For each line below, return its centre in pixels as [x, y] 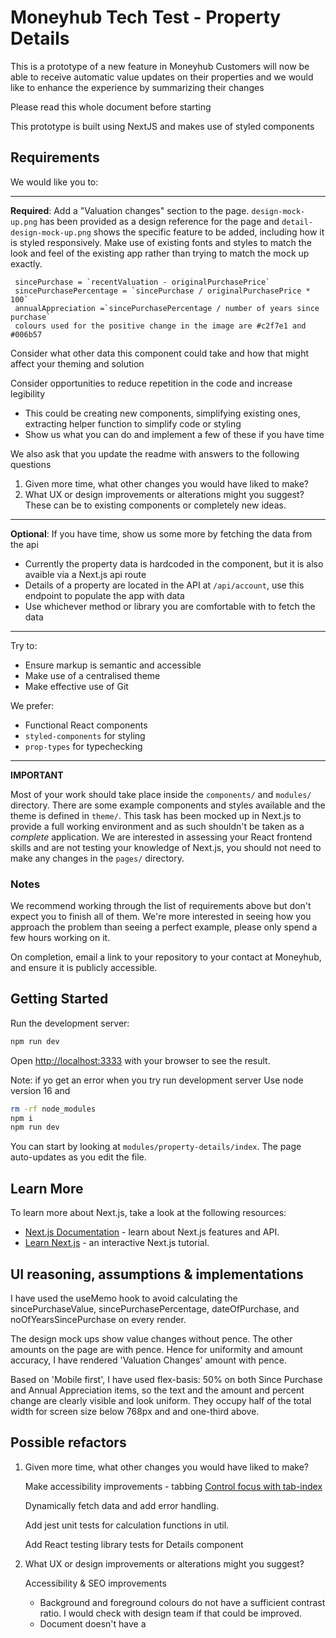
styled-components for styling [85, 735]
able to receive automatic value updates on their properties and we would [162, 77]
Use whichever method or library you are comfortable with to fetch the [170, 606]
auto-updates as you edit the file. [78, 1157]
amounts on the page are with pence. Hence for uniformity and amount [156, 1349]
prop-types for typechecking [83, 746]
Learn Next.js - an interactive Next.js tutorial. [117, 1243]
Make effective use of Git [76, 686]
